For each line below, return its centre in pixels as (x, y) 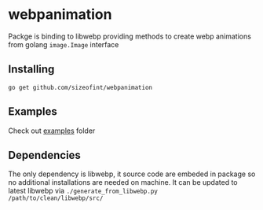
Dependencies (44, 155)
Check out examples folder (52, 131)
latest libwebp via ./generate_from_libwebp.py (83, 191)
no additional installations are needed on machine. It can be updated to (123, 182)
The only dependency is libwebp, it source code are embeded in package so (132, 174)
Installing (31, 70)
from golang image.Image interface (64, 44)
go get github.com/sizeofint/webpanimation (80, 87)
